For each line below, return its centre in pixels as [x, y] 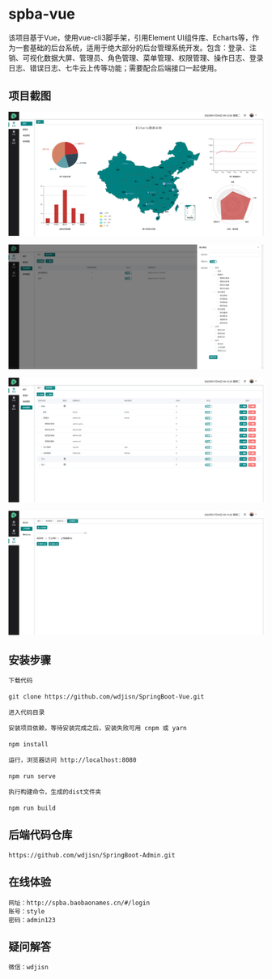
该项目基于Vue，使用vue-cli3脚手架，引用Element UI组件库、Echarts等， [130, 37]
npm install [28, 744]
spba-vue [42, 14]
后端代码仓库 [40, 835]
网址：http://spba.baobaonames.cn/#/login [79, 903]
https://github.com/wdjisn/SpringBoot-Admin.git [92, 855]
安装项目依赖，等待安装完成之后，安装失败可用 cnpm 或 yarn [98, 728]
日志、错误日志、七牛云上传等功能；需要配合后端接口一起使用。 [115, 68]
